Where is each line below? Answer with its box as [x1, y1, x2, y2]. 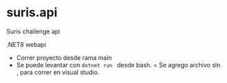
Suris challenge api [6, 27, 61, 35]
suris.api [6, 5, 57, 20]
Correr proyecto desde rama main [16, 53, 112, 62]
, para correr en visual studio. [16, 68, 100, 76]
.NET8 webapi [6, 40, 46, 48]
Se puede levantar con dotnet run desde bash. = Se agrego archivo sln [16, 61, 221, 69]
